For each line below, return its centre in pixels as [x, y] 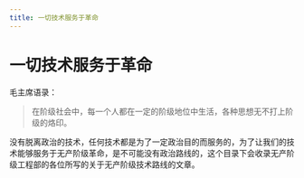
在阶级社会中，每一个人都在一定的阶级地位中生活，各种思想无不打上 [158, 111]
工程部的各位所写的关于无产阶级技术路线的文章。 [108, 164]
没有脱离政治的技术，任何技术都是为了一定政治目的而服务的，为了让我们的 [148, 142]
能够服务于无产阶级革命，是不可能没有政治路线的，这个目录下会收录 [144, 153]
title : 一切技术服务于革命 [54, 18]
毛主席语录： [33, 92]
